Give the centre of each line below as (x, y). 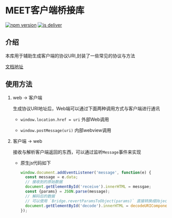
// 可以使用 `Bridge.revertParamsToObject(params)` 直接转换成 (90, 201)
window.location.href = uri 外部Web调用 (64, 119)
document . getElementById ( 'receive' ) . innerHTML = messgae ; (88, 187)
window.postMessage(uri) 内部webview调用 (66, 130)
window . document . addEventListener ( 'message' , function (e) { (86, 172)
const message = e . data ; (51, 177)
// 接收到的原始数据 (44, 182)
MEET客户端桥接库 (45, 10)
